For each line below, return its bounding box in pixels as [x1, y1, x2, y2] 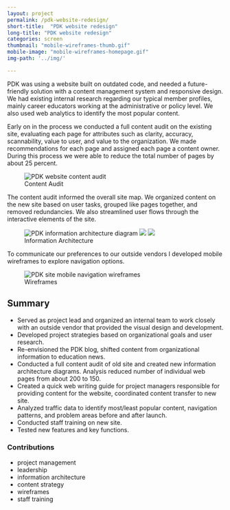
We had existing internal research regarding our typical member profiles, [7, 94, 213, 103]
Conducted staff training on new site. [16, 418, 122, 427]
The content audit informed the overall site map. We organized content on [7, 193, 216, 201]
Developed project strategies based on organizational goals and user [16, 330, 213, 339]
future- [187, 80, 208, 88]
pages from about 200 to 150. [16, 374, 102, 383]
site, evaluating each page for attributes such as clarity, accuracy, [7, 129, 194, 138]
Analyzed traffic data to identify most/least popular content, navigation [16, 403, 218, 412]
